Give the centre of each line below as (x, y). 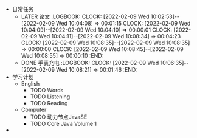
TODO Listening (50, 97)
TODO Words (47, 90)
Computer (34, 109)
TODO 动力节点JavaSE (59, 117)
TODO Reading (49, 103)
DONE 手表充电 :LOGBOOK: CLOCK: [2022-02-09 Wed (90, 63)
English (30, 84)
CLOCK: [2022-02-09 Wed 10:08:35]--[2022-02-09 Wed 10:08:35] (105, 43)
